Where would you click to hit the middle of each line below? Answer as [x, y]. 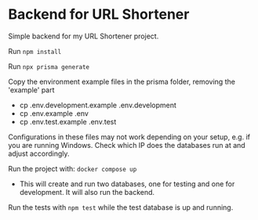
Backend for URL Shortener [99, 14]
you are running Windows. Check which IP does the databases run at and [127, 145]
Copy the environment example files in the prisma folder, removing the [122, 81]
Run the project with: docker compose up [73, 168]
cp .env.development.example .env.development [98, 105]
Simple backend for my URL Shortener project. [84, 36]
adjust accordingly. [39, 153]
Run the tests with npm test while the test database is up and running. [121, 207]
